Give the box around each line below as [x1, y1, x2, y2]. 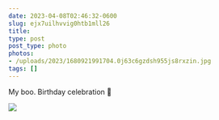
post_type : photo [8, 42, 67, 50]
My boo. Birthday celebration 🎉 [8, 87, 112, 96]
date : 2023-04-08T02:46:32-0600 [8, 11, 117, 20]
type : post [8, 34, 45, 43]
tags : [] [8, 65, 38, 73]
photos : [8, 49, 35, 58]
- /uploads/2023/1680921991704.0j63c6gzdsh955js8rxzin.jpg [8, 58, 212, 66]
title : [8, 27, 31, 35]
